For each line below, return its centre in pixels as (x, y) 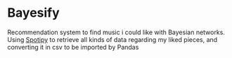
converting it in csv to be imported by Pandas (73, 47)
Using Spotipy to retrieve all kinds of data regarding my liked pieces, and (112, 39)
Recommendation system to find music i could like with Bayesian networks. (116, 32)
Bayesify (33, 13)
